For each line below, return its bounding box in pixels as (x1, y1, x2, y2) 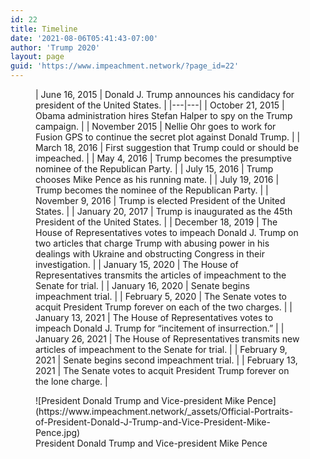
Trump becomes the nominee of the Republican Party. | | (35, 184, 269, 196)
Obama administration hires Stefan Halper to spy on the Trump (35, 110, 293, 121)
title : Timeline (10, 24, 78, 34)
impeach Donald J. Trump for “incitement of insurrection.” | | (35, 322, 285, 334)
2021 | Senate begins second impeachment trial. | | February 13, (35, 354, 298, 366)
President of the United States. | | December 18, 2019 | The (35, 216, 278, 228)
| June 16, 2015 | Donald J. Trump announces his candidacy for (35, 89, 295, 100)
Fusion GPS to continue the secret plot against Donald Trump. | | (35, 131, 301, 143)
